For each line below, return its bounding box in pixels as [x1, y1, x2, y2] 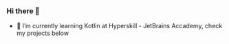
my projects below [16, 29, 69, 37]
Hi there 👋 [6, 6, 41, 16]
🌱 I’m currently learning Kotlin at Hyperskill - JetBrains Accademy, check [16, 22, 223, 30]
